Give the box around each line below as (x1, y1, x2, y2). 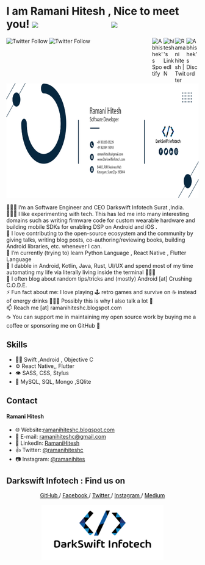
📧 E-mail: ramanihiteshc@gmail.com (15, 433, 107, 441)
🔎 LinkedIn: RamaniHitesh (15, 439, 80, 447)
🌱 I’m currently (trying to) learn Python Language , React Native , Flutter (6, 249, 187, 256)
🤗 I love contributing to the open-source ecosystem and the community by (6, 229, 193, 237)
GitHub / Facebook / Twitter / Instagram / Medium (40, 492, 165, 499)
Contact (6, 395, 38, 406)
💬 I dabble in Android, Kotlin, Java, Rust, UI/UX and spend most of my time (6, 262, 193, 269)
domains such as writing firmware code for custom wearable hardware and (6, 217, 195, 224)
